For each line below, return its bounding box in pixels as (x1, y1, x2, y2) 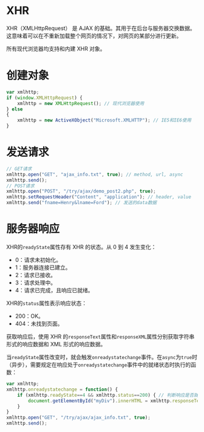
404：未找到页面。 (15, 320, 63, 327)
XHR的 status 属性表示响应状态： (6, 300, 87, 307)
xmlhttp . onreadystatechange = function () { (6, 386, 118, 393)
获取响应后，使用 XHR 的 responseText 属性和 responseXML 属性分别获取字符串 (6, 333, 195, 340)
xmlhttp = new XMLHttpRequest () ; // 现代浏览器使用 (17, 100, 144, 106)
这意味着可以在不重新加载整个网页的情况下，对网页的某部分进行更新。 (6, 32, 182, 39)
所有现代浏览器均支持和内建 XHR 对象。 (6, 45, 106, 52)
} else (6, 106, 23, 112)
